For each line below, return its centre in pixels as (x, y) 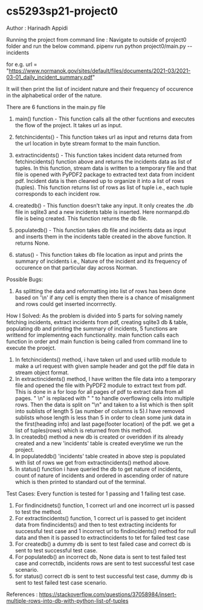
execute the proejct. (31, 348)
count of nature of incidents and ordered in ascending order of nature (101, 475)
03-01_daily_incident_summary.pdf (49, 77)
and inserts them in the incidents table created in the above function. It (103, 236)
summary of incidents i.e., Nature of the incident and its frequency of (101, 261)
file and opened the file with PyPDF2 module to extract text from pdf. (101, 385)
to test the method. (39, 512)
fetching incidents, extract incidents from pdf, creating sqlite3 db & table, (97, 322)
